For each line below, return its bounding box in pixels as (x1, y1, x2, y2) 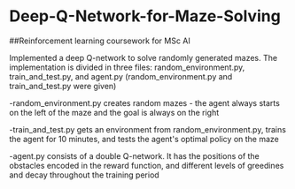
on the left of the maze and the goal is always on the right (9, 107, 220, 117)
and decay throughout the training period (9, 170, 159, 180)
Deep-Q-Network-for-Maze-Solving (9, 6, 281, 26)
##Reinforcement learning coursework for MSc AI (9, 35, 190, 46)
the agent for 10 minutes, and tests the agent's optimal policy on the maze (9, 133, 279, 144)
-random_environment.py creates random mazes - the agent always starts (9, 97, 281, 108)
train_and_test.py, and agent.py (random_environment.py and (9, 71, 233, 81)
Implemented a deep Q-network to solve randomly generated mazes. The (9, 52, 277, 63)
